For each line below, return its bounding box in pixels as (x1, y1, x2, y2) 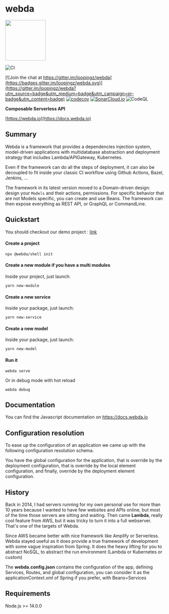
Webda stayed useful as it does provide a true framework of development (5, 538, 158, 544)
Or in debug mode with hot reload (5, 377, 76, 383)
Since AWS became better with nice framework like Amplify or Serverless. (5, 533, 159, 539)
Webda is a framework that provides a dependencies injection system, (5, 144, 151, 150)
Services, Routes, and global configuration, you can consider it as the (5, 570, 150, 576)
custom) (5, 554, 23, 560)
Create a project (5, 241, 40, 247)
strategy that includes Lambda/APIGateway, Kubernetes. (5, 154, 123, 160)
